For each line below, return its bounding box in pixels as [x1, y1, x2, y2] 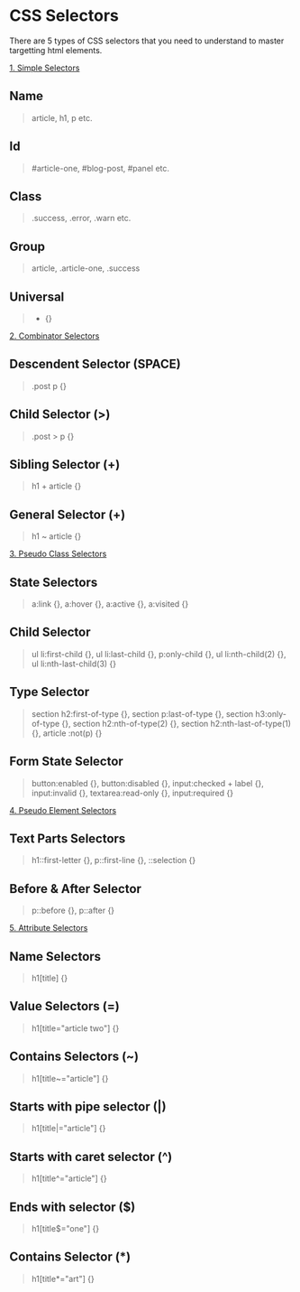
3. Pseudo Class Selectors [9, 548, 107, 560]
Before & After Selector [9, 881, 142, 897]
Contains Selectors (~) [9, 1049, 140, 1064]
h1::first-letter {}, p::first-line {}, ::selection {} [31, 855, 196, 866]
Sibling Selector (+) [9, 457, 121, 472]
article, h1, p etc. [31, 112, 93, 123]
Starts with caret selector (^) [9, 1148, 173, 1165]
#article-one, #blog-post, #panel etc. [31, 163, 169, 173]
